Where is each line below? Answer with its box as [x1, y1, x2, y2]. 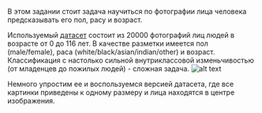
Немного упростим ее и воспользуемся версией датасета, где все [7, 79, 234, 89]
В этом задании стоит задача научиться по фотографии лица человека [7, 7, 247, 16]
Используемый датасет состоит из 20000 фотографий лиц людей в [7, 31, 234, 40]
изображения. [7, 96, 55, 105]
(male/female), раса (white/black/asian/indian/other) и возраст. [7, 47, 215, 56]
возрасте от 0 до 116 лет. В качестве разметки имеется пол [7, 39, 208, 48]
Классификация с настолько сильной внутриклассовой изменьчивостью [7, 55, 254, 65]
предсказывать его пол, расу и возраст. [7, 15, 143, 24]
